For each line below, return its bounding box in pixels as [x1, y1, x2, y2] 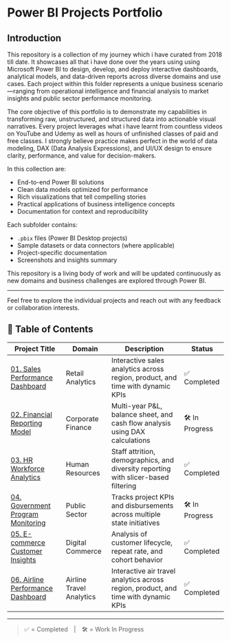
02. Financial [10, 409, 53, 419]
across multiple [111, 509, 161, 519]
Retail [65, 368, 84, 378]
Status [191, 344, 214, 354]
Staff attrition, [111, 446, 156, 456]
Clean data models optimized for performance [16, 186, 148, 193]
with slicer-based [111, 472, 170, 482]
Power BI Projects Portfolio [7, 5, 163, 21]
